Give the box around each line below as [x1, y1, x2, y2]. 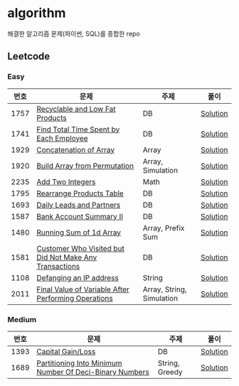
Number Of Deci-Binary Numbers [36, 367, 149, 377]
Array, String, [142, 284, 187, 294]
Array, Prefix [142, 223, 185, 232]
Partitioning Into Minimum [36, 358, 122, 368]
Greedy [157, 367, 183, 377]
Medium [7, 314, 37, 324]
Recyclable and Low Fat [36, 104, 116, 114]
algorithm [7, 5, 66, 21]
